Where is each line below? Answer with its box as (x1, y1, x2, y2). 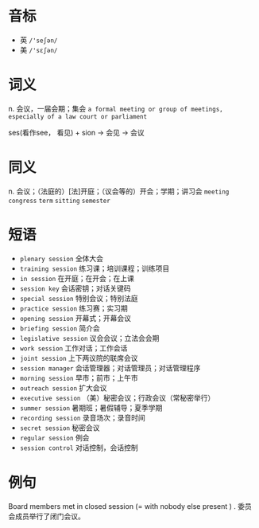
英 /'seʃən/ (19, 35, 58, 45)
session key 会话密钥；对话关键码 (19, 284, 131, 293)
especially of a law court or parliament (8, 112, 148, 120)
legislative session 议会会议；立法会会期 (19, 333, 160, 342)
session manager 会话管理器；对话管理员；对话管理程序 (19, 363, 201, 373)
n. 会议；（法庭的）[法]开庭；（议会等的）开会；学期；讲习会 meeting (8, 186, 230, 196)
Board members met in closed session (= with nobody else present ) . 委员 (8, 501, 253, 510)
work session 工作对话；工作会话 (19, 343, 128, 353)
